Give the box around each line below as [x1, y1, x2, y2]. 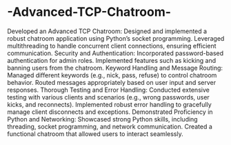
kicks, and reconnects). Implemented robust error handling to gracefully [7, 100, 212, 108]
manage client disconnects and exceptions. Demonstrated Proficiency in [7, 108, 213, 116]
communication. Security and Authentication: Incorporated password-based [7, 49, 224, 57]
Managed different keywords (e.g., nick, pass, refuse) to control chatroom [7, 70, 217, 79]
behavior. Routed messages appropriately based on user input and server [7, 78, 216, 86]
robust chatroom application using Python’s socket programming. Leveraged [7, 34, 225, 42]
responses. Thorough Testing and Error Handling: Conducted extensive [7, 86, 210, 94]
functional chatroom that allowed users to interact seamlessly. [7, 129, 184, 138]
